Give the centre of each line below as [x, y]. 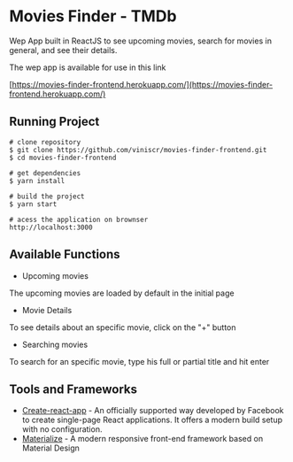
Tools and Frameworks [73, 389]
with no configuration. [62, 429]
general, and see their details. [63, 50]
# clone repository [45, 142]
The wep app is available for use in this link [88, 67]
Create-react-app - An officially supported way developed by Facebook [153, 411]
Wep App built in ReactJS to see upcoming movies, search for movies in [141, 41]
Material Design [50, 448]
